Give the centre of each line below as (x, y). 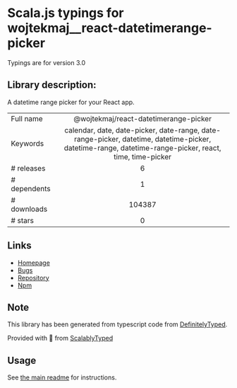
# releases (28, 168)
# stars (22, 220)
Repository (33, 278)
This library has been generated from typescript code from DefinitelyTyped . (117, 324)
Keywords (28, 143)
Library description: (52, 85)
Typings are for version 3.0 (47, 62)
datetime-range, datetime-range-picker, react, (142, 148)
